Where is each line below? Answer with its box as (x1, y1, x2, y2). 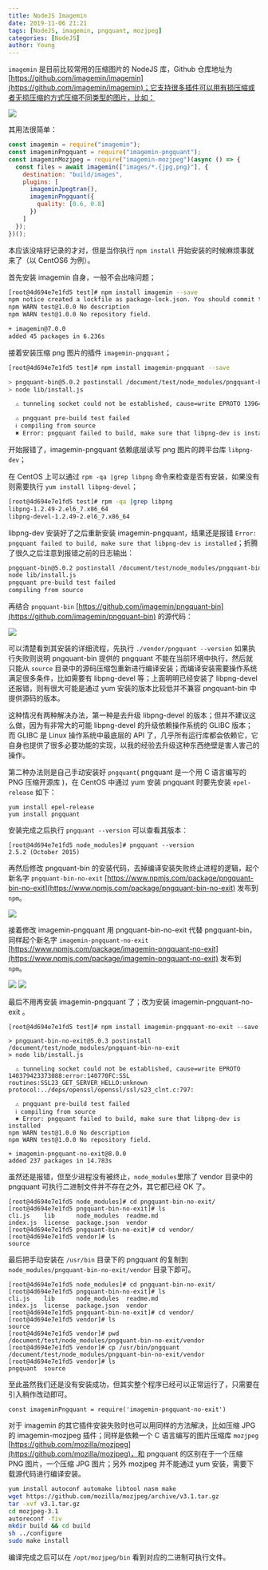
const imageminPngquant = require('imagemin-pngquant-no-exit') (8, 1405, 227, 1413)
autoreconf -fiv (8, 1515, 62, 1523)
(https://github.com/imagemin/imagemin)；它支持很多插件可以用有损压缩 (8, 83, 249, 93)
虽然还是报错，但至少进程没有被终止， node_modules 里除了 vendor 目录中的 (8, 1172, 254, 1181)
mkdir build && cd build (8, 1522, 91, 1530)
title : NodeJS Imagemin (8, 11, 88, 20)
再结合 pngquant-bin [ (8, 602, 79, 611)
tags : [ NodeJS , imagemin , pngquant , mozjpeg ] (8, 26, 162, 34)
